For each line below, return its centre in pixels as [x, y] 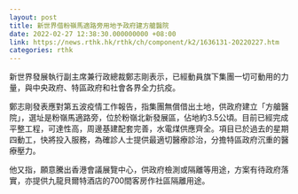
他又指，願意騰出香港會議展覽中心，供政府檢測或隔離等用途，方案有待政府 [145, 170]
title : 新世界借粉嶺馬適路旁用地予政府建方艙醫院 [89, 26]
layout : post [33, 17]
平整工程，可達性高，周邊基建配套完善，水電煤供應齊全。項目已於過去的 [141, 128]
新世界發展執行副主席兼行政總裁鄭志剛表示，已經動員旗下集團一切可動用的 [145, 77]
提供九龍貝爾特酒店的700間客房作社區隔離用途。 [121, 181]
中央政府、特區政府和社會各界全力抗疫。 [106, 88]
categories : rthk [41, 50]
